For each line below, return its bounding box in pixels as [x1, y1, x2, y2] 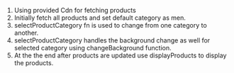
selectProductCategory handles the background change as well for [13, 36, 211, 45]
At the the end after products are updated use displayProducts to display [13, 51, 227, 60]
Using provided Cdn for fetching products [13, 6, 136, 14]
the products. [13, 59, 54, 67]
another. [13, 28, 39, 37]
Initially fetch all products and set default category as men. [13, 13, 186, 22]
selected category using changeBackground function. [13, 44, 172, 52]
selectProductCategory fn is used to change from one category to [13, 21, 207, 29]
